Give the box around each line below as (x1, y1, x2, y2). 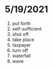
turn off (12, 47, 29, 53)
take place (12, 37, 34, 43)
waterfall (12, 52, 31, 59)
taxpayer (12, 42, 31, 48)
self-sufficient (12, 25, 42, 31)
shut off (12, 31, 29, 37)
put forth (12, 20, 31, 26)
